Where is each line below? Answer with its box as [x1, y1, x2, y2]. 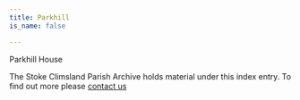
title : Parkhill [9, 12, 70, 22]
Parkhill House [9, 54, 63, 64]
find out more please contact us [9, 80, 127, 91]
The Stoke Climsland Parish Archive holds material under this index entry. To [9, 71, 292, 81]
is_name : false [9, 21, 66, 30]
